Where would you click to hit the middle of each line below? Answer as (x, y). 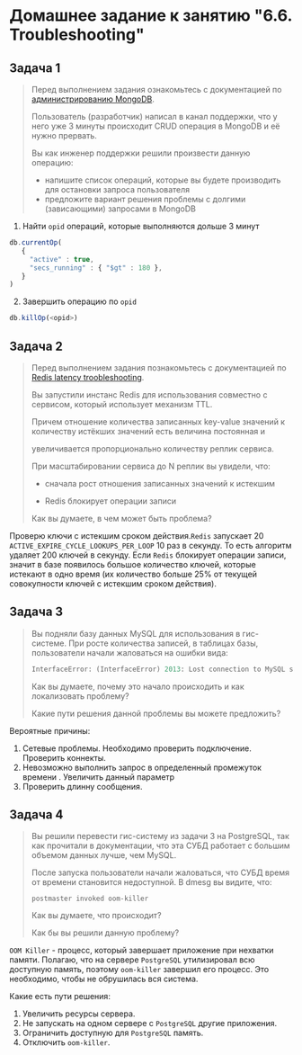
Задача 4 (36, 815)
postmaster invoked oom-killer (90, 899)
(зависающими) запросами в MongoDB (120, 209)
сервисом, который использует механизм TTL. (122, 404)
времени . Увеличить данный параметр (98, 777)
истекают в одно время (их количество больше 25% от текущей (133, 574)
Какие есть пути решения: (60, 997)
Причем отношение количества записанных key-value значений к (158, 421)
